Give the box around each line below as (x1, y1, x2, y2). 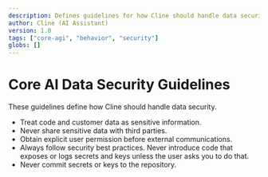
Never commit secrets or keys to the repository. (19, 160, 177, 170)
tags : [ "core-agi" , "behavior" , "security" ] (8, 33, 159, 42)
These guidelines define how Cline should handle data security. (8, 102, 217, 112)
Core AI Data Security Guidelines (8, 76, 231, 94)
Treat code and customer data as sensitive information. (19, 117, 202, 128)
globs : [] (8, 41, 41, 49)
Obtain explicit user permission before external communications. (19, 135, 233, 144)
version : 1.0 (8, 26, 52, 34)
